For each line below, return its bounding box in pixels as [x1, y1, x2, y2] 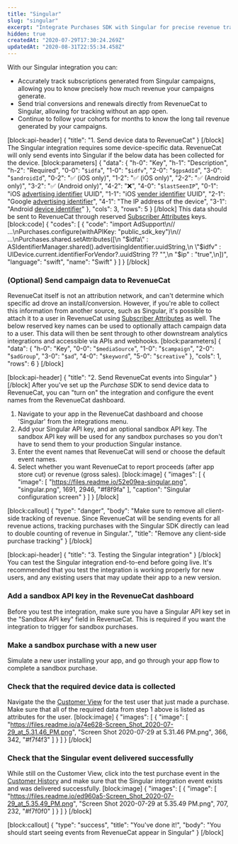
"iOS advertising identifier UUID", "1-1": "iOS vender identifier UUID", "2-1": [7, 190, 225, 198]
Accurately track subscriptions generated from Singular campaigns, [17, 77, 216, 85]
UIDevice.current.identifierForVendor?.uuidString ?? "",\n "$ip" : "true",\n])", [7, 250, 228, 258]
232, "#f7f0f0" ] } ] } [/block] [7, 807, 92, 816]
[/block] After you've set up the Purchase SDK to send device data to [7, 381, 209, 390]
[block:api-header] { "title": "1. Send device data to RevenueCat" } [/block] [7, 136, 225, 144]
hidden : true [7, 30, 46, 38]
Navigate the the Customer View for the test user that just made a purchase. [7, 698, 230, 706]
